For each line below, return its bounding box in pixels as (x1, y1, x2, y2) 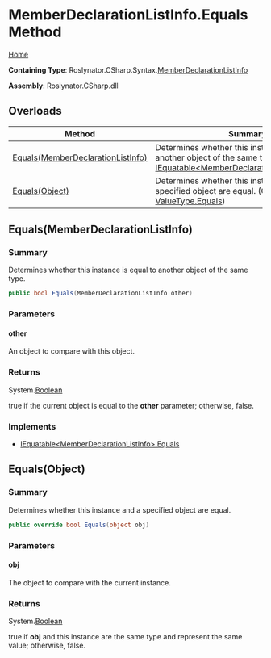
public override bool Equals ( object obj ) (8, 521, 150, 529)
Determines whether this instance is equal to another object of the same (8, 265, 248, 275)
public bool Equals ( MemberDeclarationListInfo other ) (8, 289, 194, 298)
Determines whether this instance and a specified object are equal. (8, 505, 231, 514)
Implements (8, 421, 56, 432)
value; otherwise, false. (8, 640, 86, 651)
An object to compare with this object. (8, 346, 135, 356)
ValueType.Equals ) (155, 195, 226, 207)
